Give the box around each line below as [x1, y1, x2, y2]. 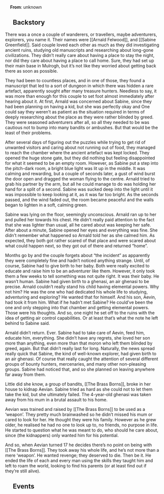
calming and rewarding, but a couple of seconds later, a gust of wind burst [5, 171, 156, 176]
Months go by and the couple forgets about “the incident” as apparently [5, 252, 150, 258]
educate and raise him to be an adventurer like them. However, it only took [5, 268, 155, 274]
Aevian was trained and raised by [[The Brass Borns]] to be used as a [5, 406, 145, 412]
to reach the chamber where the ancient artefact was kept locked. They [5, 149, 150, 155]
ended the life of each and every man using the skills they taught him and [5, 457, 153, 464]
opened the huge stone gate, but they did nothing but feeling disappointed [5, 155, 155, 161]
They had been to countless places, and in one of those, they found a [5, 77, 145, 83]
